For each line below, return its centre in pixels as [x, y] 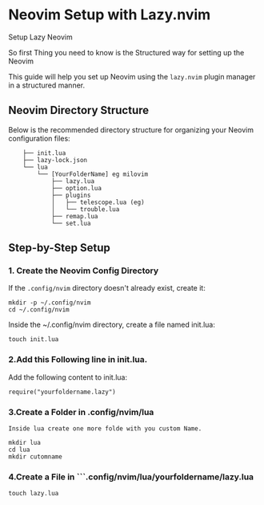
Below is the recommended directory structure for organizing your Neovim [131, 129]
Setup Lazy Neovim [41, 37]
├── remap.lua [74, 216]
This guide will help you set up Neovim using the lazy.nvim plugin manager [132, 76]
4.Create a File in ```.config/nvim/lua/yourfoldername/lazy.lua [131, 477]
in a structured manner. [47, 85]
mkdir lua [25, 443]
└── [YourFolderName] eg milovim [93, 174]
